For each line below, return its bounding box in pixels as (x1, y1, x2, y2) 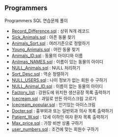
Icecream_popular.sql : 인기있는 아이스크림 (11, 102, 96, 108)
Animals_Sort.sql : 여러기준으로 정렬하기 (11, 40, 90, 46)
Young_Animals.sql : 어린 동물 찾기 (11, 46, 80, 52)
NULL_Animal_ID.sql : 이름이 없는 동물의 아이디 (11, 83, 103, 89)
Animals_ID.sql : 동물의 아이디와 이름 (11, 53, 83, 58)
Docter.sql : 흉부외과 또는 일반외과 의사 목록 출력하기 (11, 108, 114, 113)
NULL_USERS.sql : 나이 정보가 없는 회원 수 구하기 (11, 77, 107, 83)
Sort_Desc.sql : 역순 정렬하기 (11, 71, 69, 77)
